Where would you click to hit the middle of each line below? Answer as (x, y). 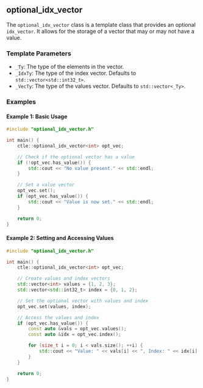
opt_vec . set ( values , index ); (54, 306)
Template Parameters (39, 53)
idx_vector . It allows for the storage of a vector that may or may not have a (101, 31)
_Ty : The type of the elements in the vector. (69, 67)
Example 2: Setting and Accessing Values (60, 238)
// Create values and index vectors (64, 279)
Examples (21, 102)
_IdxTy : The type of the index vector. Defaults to (76, 73)
